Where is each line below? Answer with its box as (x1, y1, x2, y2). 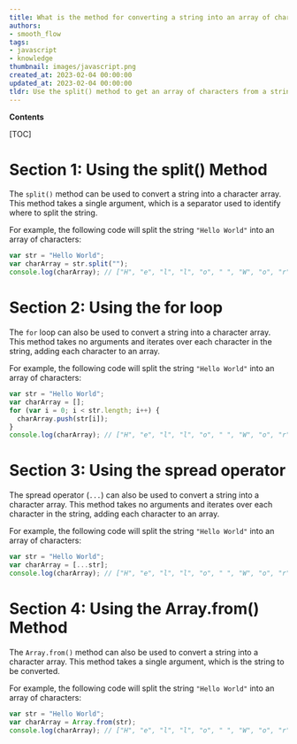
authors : (9, 21, 42, 30)
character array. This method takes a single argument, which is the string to (9, 656, 285, 667)
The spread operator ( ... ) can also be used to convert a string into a (9, 490, 259, 500)
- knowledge (9, 54, 53, 63)
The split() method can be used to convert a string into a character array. (9, 189, 282, 199)
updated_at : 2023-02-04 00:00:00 (9, 79, 133, 88)
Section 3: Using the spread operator (9, 461, 286, 481)
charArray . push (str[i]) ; (17, 414, 109, 423)
